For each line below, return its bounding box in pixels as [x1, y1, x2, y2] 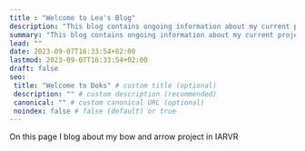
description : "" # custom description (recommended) [13, 89, 218, 98]
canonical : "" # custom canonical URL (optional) [13, 97, 205, 107]
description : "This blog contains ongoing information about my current [9, 22, 290, 31]
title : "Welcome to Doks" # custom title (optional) [13, 81, 218, 90]
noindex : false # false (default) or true [13, 106, 177, 116]
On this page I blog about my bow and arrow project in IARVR [9, 131, 239, 142]
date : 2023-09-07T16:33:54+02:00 [9, 47, 136, 56]
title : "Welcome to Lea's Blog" [9, 13, 136, 23]
